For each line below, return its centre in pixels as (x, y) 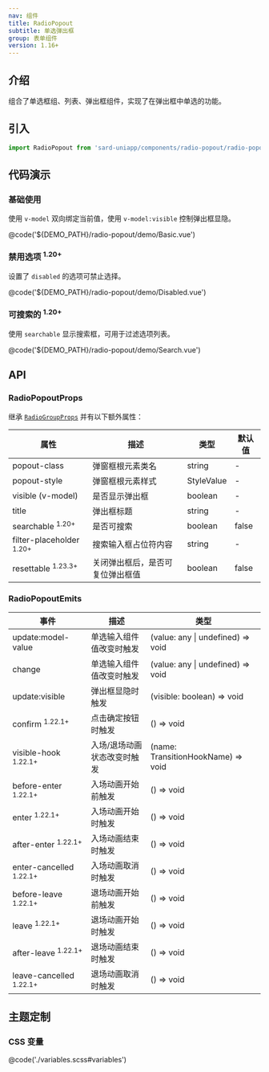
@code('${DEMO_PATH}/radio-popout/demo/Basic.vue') (102, 234)
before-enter (37, 785)
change (27, 669)
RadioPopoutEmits (45, 599)
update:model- (41, 637)
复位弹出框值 (117, 574)
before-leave (37, 894)
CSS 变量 (26, 1042)
